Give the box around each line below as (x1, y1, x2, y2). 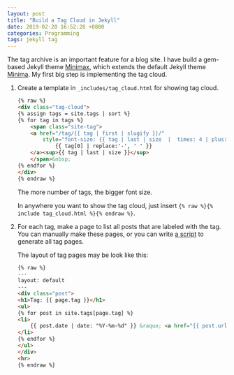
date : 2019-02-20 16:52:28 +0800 (7, 23, 105, 30)
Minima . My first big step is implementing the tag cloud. (7, 71, 168, 79)
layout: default (17, 277, 65, 284)
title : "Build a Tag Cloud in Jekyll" (7, 17, 120, 24)
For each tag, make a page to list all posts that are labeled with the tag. (17, 222, 221, 230)
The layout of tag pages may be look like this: (17, 251, 149, 259)
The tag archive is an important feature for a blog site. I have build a (7, 55, 203, 64)
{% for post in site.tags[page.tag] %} (17, 309, 134, 316)
